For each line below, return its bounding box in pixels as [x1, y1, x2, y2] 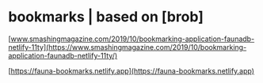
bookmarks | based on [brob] [8, 8, 204, 26]
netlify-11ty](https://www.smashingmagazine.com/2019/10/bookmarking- [8, 42, 247, 51]
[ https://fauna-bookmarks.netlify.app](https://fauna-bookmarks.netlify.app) [8, 66, 255, 75]
